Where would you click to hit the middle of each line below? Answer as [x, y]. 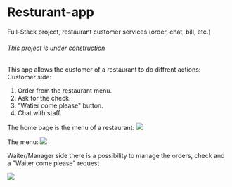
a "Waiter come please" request [53, 163]
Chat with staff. [39, 113]
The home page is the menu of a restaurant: [71, 128]
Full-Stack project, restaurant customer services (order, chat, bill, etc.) [109, 32]
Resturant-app [51, 12]
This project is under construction [56, 48]
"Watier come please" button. [60, 105]
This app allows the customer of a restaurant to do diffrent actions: [104, 70]
